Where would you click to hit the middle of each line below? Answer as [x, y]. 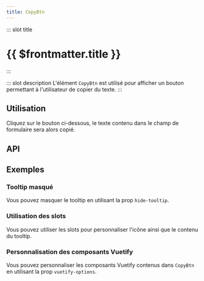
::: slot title [19, 29]
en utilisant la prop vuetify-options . [51, 272]
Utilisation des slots [36, 216]
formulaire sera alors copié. [41, 130]
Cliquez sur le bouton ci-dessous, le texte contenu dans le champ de [93, 123]
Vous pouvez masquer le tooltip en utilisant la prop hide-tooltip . [88, 200]
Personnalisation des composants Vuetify [70, 252]
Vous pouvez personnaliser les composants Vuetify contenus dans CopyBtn [100, 265]
